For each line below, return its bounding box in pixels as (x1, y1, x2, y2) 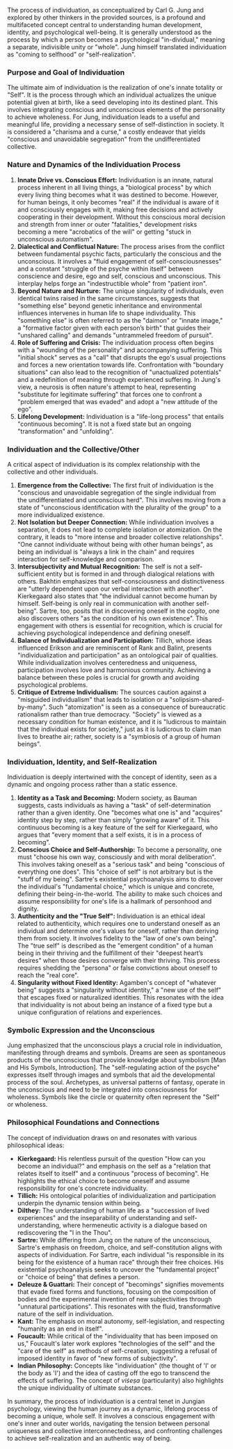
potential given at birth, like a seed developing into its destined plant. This (7, 98, 218, 106)
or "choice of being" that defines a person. (17, 1272, 140, 1281)
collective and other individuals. (7, 467, 99, 476)
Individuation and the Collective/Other (7, 445, 140, 454)
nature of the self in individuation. (17, 1309, 114, 1318)
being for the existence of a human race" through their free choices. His (17, 1258, 224, 1266)
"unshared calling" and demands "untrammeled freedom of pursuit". (17, 330, 214, 339)
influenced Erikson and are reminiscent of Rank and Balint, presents (17, 643, 212, 652)
